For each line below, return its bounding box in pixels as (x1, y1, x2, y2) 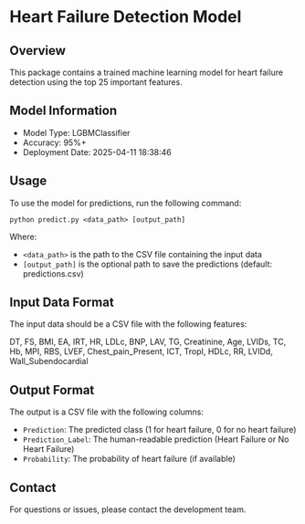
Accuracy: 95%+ (22, 137, 87, 148)
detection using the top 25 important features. (9, 77, 183, 88)
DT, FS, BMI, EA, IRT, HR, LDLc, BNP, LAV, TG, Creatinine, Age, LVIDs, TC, (9, 336, 287, 348)
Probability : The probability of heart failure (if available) (22, 454, 236, 465)
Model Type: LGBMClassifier (22, 127, 131, 138)
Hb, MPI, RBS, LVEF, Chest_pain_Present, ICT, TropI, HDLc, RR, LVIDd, (9, 346, 274, 357)
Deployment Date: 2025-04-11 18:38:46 (22, 146, 172, 157)
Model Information (9, 103, 118, 119)
